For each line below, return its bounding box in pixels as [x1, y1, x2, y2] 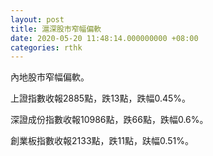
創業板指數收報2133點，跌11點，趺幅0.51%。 [10, 135, 194, 147]
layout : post [10, 14, 65, 25]
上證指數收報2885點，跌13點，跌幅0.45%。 [10, 92, 192, 105]
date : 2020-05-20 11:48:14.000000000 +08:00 [10, 33, 199, 43]
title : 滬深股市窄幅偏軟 [10, 24, 102, 34]
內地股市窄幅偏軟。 [10, 71, 90, 83]
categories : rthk [10, 42, 83, 53]
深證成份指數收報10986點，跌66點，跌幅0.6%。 [10, 114, 209, 126]
